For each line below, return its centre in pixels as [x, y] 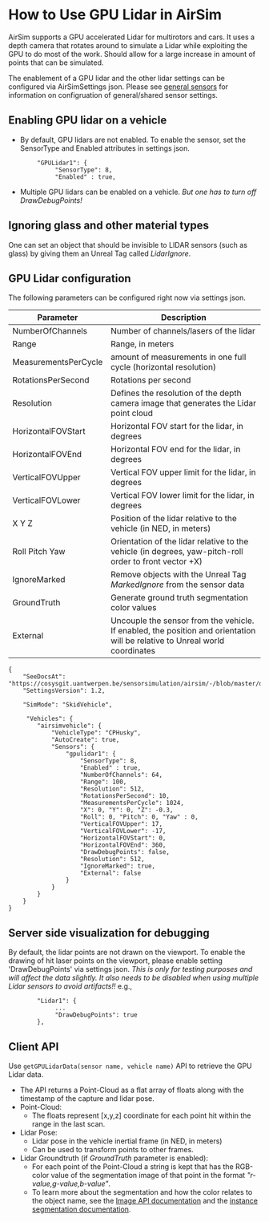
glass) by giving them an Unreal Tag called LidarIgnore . [100, 253]
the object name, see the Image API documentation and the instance [145, 1201]
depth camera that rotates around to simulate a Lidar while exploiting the [128, 45]
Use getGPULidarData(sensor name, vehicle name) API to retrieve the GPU [130, 1066]
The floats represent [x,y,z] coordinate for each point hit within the [141, 1115]
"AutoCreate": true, [85, 740]
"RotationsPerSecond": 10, [125, 796]
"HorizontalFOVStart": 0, [123, 838]
